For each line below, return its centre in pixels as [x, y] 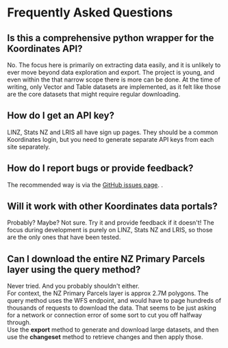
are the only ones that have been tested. [64, 237]
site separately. [28, 147]
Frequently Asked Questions [90, 13]
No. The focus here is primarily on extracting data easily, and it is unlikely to [114, 65]
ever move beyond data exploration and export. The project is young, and [111, 72]
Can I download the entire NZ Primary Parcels [106, 259]
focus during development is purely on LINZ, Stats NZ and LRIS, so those [110, 230]
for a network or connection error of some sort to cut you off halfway [104, 315]
